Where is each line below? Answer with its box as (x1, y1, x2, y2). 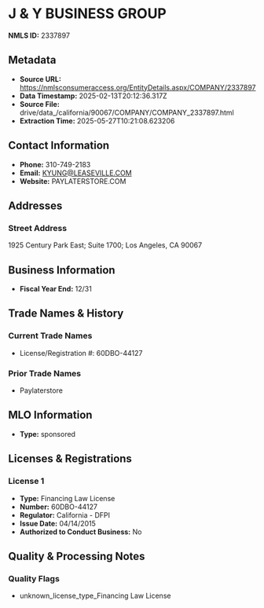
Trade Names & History (8, 307, 124, 320)
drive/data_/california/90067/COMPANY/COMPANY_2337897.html (19, 108, 234, 117)
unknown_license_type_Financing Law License (19, 591, 171, 601)
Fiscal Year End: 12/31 (19, 284, 92, 294)
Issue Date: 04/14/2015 (19, 518, 97, 528)
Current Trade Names (8, 331, 93, 342)
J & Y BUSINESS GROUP (8, 5, 167, 23)
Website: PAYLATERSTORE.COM (19, 176, 126, 185)
